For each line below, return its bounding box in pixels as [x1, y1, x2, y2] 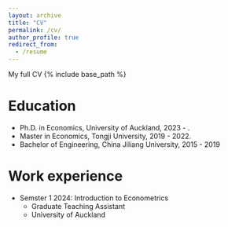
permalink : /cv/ [8, 26, 61, 34]
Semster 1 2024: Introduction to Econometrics [19, 193, 169, 203]
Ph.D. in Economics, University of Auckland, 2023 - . [19, 123, 190, 132]
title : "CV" [8, 19, 47, 27]
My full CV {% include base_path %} [8, 70, 127, 79]
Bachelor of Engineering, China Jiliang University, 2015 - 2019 [19, 139, 220, 149]
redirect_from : [8, 41, 58, 49]
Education [8, 97, 76, 115]
